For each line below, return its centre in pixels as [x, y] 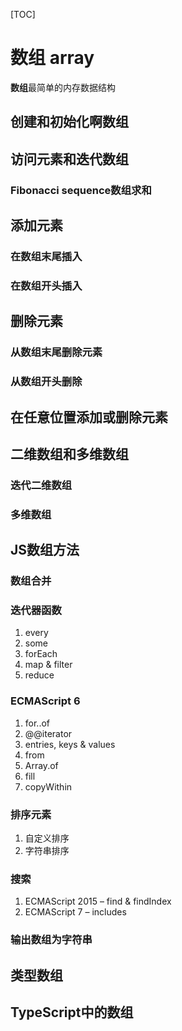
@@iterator [48, 733]
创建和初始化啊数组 [69, 122]
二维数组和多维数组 [69, 454]
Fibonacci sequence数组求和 [81, 190]
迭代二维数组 [41, 485]
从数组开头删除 [46, 382]
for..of [37, 723]
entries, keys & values [70, 744]
